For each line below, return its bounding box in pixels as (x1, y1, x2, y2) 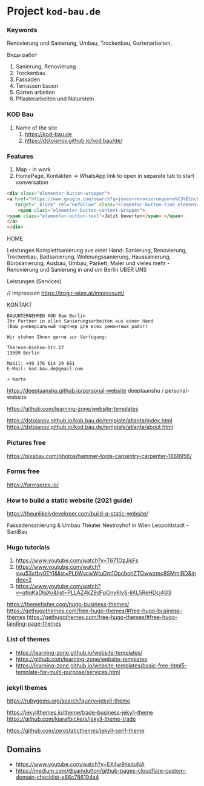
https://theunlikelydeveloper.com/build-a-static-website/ (7, 510, 148, 517)
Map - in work (15, 166, 51, 173)
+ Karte (7, 376, 27, 382)
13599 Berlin (7, 350, 40, 356)
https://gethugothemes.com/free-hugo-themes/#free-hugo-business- (7, 607, 182, 615)
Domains (7, 744, 41, 755)
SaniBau (7, 528, 28, 535)
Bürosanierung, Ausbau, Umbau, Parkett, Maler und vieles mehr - (7, 260, 170, 267)
